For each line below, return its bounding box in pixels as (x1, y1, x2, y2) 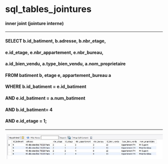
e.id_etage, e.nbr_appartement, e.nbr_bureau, (5, 49, 104, 55)
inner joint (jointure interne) (5, 20, 64, 26)
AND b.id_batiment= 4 (5, 106, 53, 112)
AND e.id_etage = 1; (5, 118, 47, 124)
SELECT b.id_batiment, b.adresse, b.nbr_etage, (5, 37, 106, 43)
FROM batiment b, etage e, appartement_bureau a (5, 72, 111, 78)
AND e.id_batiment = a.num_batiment (5, 95, 85, 101)
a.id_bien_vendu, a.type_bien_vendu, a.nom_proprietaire (5, 61, 126, 67)
